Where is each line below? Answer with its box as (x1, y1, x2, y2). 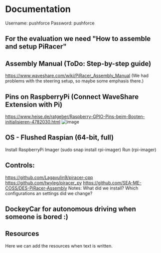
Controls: (5, 161, 35, 169)
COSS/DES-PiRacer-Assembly (5, 185, 67, 191)
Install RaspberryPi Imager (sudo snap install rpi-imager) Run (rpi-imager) (5, 146, 157, 152)
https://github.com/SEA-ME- (83, 179, 142, 185)
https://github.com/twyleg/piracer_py (5, 179, 82, 185)
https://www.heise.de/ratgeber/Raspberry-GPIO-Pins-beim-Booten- (5, 113, 146, 119)
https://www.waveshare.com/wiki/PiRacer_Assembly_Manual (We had (5, 72, 149, 78)
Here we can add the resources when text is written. (5, 242, 113, 248)
